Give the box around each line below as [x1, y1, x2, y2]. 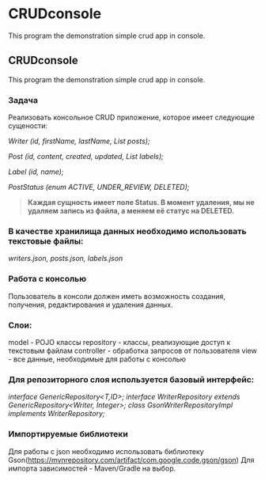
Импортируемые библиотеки [8, 429, 128, 440]
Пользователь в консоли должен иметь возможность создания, [8, 291, 225, 301]
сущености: [8, 121, 47, 131]
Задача [8, 94, 38, 105]
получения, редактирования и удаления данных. [8, 300, 173, 309]
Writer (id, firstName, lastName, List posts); [8, 136, 150, 146]
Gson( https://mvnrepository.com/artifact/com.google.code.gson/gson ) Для [8, 455, 255, 464]
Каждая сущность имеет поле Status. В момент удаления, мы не [27, 198, 255, 207]
